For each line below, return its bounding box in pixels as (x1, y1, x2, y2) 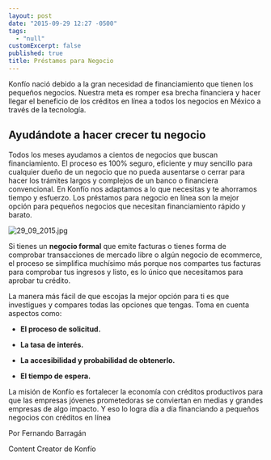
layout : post (8, 11, 53, 20)
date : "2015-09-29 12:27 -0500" (8, 19, 117, 27)
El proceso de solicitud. (19, 324, 101, 334)
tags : (8, 27, 27, 35)
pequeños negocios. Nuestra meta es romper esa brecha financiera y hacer (8, 87, 261, 97)
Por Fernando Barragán (8, 428, 87, 437)
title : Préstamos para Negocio (8, 57, 114, 65)
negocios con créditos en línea (8, 412, 112, 422)
